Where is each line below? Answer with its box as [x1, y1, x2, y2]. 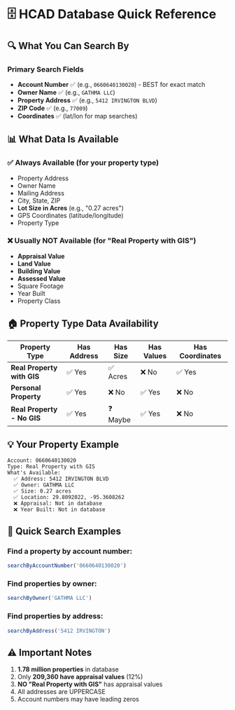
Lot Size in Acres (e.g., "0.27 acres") [17, 203, 124, 212]
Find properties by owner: [7, 578, 97, 588]
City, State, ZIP [17, 196, 61, 205]
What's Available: [7, 470, 61, 477]
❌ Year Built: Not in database [13, 506, 106, 513]
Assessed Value [17, 274, 66, 282]
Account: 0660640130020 [7, 457, 77, 464]
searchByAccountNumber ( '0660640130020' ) [7, 562, 127, 569]
